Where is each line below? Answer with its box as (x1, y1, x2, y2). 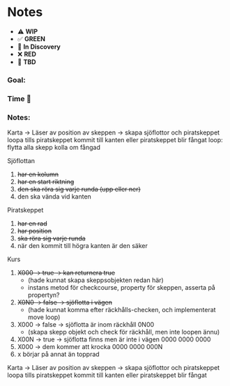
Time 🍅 (7, 93, 31, 103)
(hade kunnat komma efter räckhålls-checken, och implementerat (27, 306, 216, 314)
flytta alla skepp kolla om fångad (7, 144, 101, 152)
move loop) (27, 313, 61, 321)
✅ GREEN (17, 34, 45, 43)
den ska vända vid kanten (17, 192, 92, 201)
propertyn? (27, 291, 60, 300)
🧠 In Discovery (17, 43, 61, 51)
